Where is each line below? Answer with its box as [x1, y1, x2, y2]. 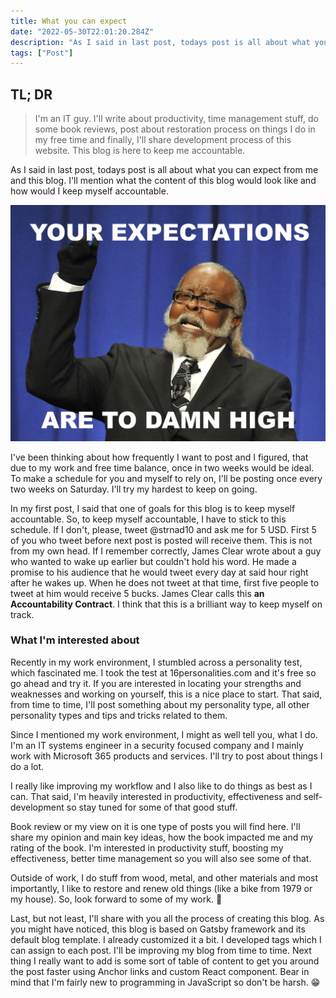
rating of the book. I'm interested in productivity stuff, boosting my [10, 841, 284, 854]
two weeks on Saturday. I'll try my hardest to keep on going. [10, 483, 258, 495]
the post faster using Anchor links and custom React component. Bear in [10, 965, 310, 977]
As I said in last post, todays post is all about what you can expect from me [10, 164, 319, 176]
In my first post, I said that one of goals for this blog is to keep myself [10, 502, 296, 514]
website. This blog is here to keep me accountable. [34, 145, 246, 157]
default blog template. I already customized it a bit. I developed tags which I [10, 933, 322, 945]
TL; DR [10, 86, 53, 103]
